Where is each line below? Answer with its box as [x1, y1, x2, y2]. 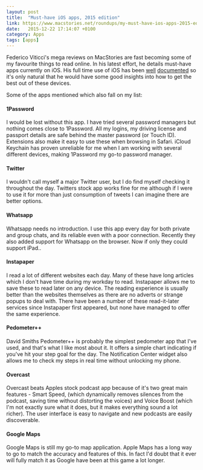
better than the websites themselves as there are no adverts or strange [6, 290, 183, 298]
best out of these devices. [6, 79, 71, 87]
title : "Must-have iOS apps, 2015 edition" [6, 15, 120, 21]
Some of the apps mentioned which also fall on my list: [6, 92, 143, 98]
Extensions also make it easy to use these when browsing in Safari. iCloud [6, 138, 192, 146]
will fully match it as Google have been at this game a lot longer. [6, 457, 165, 464]
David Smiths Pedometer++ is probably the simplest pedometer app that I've [6, 338, 197, 345]
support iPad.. [6, 244, 42, 252]
